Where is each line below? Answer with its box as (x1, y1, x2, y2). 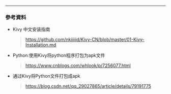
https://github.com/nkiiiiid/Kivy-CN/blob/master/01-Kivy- (25, 37, 145, 43)
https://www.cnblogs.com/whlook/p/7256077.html (25, 62, 131, 69)
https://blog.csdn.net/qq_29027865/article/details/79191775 (25, 83, 152, 89)
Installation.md (25, 42, 56, 48)
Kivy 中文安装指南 (12, 26, 50, 33)
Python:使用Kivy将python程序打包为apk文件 (12, 52, 105, 58)
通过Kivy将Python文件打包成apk (12, 73, 80, 79)
